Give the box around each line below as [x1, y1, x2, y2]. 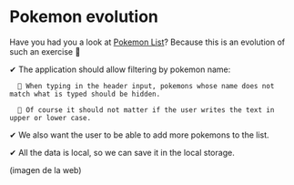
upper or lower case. [9, 113, 92, 122]
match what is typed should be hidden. [9, 89, 161, 98]
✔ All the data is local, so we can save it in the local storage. [9, 147, 235, 158]
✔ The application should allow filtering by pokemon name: [9, 64, 231, 75]
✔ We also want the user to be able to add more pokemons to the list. [9, 129, 270, 140]
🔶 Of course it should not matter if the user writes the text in [17, 105, 275, 115]
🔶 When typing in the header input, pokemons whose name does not [17, 81, 275, 90]
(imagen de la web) [9, 164, 82, 175]
